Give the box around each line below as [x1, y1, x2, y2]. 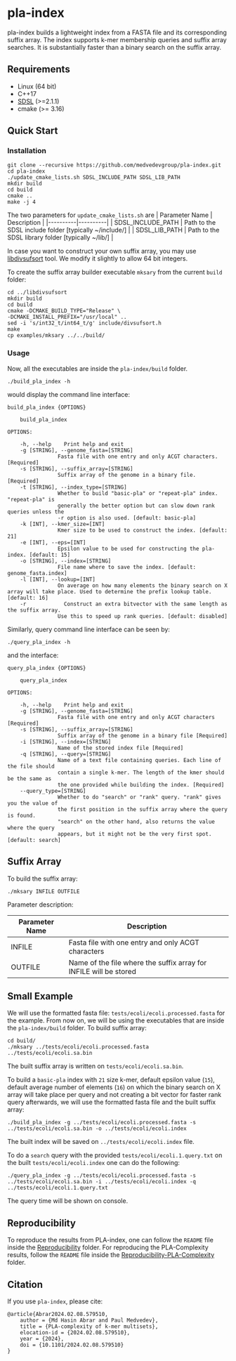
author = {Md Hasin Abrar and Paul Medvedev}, [20, 1317, 159, 1324]
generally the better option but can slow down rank [57, 502, 216, 509]
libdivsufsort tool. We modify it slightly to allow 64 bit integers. [7, 254, 188, 263]
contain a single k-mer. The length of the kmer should [57, 769, 225, 776]
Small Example [7, 990, 74, 1002]
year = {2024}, [20, 1335, 65, 1342]
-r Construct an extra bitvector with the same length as [20, 600, 228, 607]
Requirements [7, 63, 70, 75]
